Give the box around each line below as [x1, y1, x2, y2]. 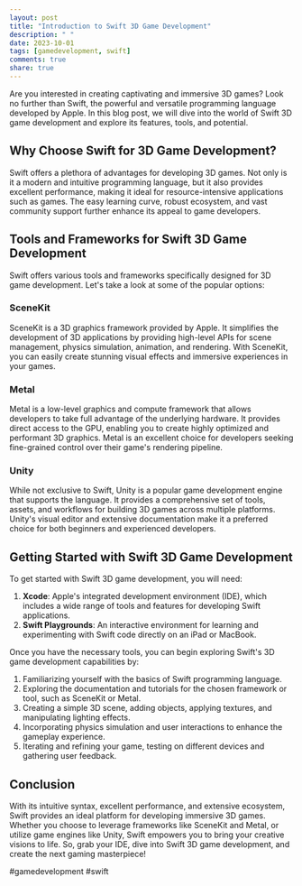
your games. [9, 360, 56, 371]
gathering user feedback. [22, 751, 117, 761]
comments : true [9, 55, 67, 64]
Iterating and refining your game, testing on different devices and [22, 741, 265, 752]
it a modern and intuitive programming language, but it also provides [9, 177, 263, 188]
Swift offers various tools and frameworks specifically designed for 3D [9, 270, 272, 281]
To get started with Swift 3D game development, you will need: [9, 574, 243, 585]
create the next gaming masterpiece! [9, 849, 147, 860]
